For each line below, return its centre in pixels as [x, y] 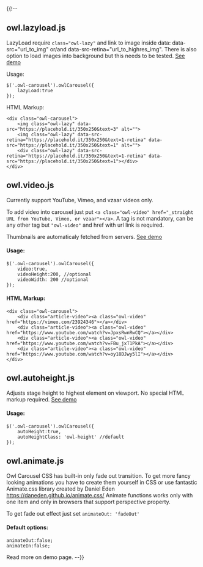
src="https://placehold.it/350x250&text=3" [63, 129]
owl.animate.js [35, 461]
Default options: [28, 527]
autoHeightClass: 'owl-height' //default [71, 437]
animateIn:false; [28, 546]
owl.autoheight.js [41, 378]
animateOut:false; [30, 541]
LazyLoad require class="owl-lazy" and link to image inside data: [89, 43]
